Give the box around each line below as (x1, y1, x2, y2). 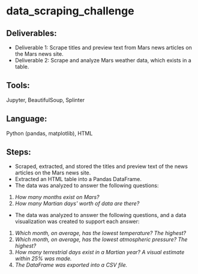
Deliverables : (6, 28, 57, 38)
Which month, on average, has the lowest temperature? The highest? (14, 230, 187, 237)
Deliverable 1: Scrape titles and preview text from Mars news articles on (14, 44, 192, 51)
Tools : (6, 80, 30, 91)
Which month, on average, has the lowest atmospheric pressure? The (14, 236, 188, 243)
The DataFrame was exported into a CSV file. (14, 261, 128, 269)
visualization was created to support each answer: (14, 218, 140, 225)
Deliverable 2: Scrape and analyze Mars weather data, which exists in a (14, 57, 192, 64)
